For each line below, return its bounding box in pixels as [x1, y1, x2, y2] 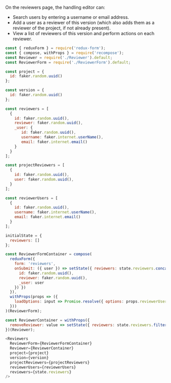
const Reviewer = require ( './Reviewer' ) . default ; [5, 55, 113, 60]
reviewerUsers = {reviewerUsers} [10, 365, 76, 370]
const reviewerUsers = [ [5, 195, 58, 200]
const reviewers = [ [5, 106, 49, 111]
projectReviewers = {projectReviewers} [10, 360, 90, 365]
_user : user [18, 280, 44, 285]
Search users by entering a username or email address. [12, 14, 129, 20]
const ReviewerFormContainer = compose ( [5, 252, 93, 257]
